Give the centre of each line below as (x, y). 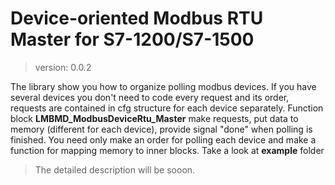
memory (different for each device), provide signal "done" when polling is (161, 129)
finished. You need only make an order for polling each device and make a (163, 139)
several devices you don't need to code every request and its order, (150, 97)
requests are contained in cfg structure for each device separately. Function (167, 108)
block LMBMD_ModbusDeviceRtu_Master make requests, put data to (154, 118)
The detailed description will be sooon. (115, 169)
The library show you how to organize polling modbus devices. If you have (163, 86)
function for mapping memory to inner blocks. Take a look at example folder (167, 150)
